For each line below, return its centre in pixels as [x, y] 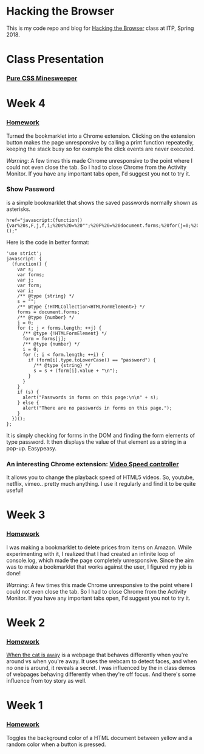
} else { [28, 403]
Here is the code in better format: [48, 242]
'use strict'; [24, 253]
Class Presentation [55, 59]
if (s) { [28, 392]
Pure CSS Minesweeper [42, 79]
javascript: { [24, 258]
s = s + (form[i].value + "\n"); [76, 371]
